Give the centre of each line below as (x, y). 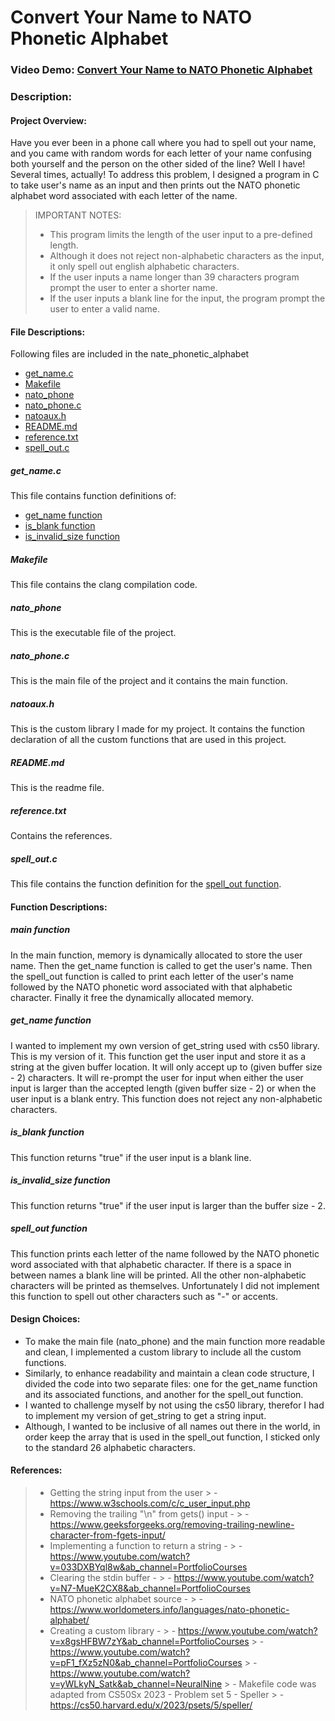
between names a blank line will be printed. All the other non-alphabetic (158, 1275)
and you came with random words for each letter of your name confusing (161, 153)
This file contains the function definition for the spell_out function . (146, 884)
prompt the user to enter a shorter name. (133, 288)
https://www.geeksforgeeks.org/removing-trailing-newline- (172, 1525)
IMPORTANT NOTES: (78, 215)
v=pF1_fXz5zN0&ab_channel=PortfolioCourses (146, 1663)
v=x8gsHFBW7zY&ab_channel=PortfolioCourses (149, 1642)
